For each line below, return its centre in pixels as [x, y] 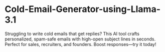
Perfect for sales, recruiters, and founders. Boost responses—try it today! [80, 44]
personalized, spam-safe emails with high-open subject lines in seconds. [80, 39]
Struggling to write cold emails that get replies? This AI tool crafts [72, 33]
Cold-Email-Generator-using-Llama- [83, 9]
